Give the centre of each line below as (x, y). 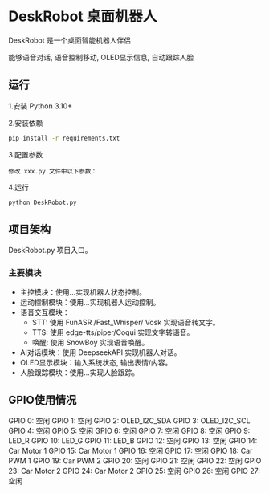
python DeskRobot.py (43, 202)
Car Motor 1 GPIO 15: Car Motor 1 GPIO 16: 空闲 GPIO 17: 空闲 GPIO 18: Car (130, 451)
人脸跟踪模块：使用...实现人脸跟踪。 (79, 372)
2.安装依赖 (26, 123)
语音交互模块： (45, 312)
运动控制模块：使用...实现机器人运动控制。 (90, 302)
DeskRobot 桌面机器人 (83, 16)
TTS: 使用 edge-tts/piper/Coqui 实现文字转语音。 (113, 332)
